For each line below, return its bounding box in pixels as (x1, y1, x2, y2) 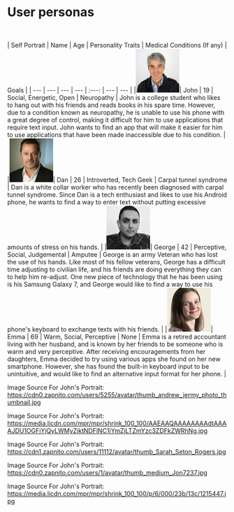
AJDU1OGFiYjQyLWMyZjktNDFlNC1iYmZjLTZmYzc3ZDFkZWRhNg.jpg (7, 426, 208, 434)
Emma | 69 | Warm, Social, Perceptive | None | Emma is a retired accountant (7, 332, 227, 341)
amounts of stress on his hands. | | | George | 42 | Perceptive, (7, 243, 227, 251)
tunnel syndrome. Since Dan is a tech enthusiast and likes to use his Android (7, 190, 227, 199)
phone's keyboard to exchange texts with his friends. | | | (7, 325, 213, 333)
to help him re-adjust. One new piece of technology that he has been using (7, 272, 223, 280)
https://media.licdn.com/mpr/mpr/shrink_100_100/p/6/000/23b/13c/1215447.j (7, 489, 226, 497)
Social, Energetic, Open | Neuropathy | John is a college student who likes (7, 93, 221, 101)
